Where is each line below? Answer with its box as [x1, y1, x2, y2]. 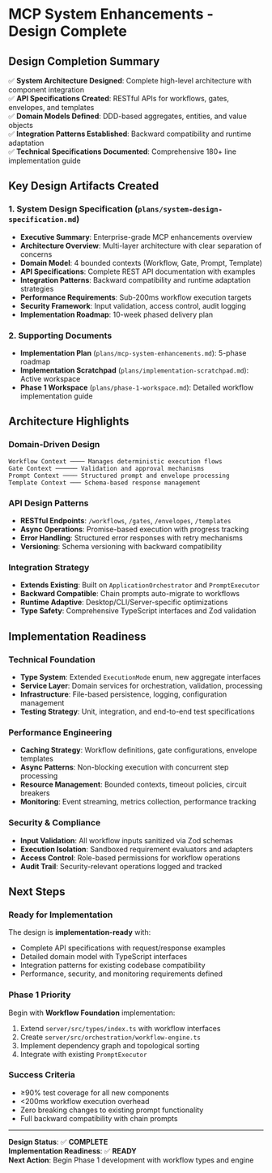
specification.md [8, 215, 77, 224]
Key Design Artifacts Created [8, 179, 159, 193]
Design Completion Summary [8, 54, 160, 68]
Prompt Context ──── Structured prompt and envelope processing [8, 471, 230, 480]
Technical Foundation [8, 654, 96, 665]
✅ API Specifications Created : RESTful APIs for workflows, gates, [8, 94, 229, 103]
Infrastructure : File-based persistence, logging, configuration [19, 689, 227, 699]
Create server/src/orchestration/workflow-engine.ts [19, 1032, 201, 1042]
